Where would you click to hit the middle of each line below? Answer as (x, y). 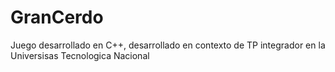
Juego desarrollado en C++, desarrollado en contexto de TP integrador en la (168, 45)
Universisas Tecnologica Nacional (80, 55)
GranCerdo (57, 17)
